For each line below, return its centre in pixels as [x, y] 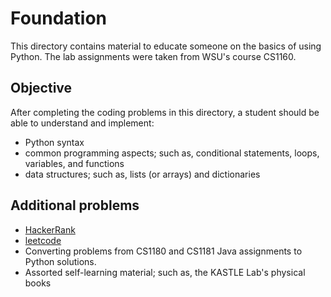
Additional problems [75, 205]
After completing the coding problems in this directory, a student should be [165, 112]
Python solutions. [60, 261]
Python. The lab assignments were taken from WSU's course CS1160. [153, 56]
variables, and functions [74, 163]
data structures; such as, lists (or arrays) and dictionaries [142, 174]
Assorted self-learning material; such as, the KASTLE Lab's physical [165, 272]
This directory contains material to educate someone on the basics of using [166, 46]
